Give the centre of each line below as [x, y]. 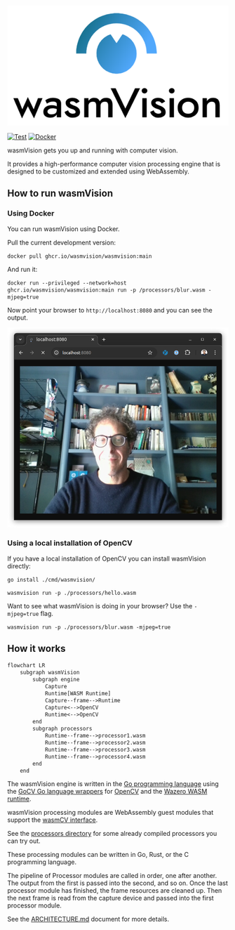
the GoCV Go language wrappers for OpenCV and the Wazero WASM [107, 792]
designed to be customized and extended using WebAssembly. [98, 171]
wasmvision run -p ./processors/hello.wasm [72, 593]
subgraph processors [62, 729]
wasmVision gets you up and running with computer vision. [93, 150]
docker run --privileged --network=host [67, 283]
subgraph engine [56, 680]
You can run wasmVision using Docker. [64, 229]
